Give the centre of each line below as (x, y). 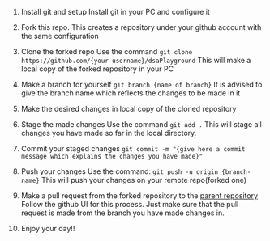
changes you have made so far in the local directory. (109, 133)
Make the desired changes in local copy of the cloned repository (129, 109)
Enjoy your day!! (48, 228)
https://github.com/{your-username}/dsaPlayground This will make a (136, 60)
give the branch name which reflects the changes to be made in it (131, 93)
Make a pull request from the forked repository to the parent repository (139, 196)
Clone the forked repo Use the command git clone (107, 51)
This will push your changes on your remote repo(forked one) (144, 180)
